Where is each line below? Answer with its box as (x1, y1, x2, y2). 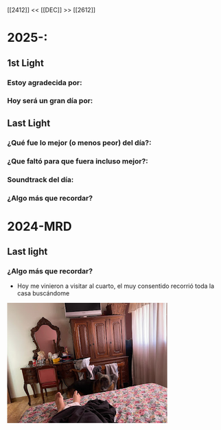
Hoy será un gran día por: (7, 96, 93, 106)
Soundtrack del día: (7, 174, 74, 184)
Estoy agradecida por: (7, 78, 82, 87)
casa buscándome (16, 289, 70, 297)
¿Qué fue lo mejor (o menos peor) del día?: (7, 137, 152, 147)
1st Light (7, 57, 45, 69)
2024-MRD (7, 218, 72, 234)
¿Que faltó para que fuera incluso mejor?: (7, 156, 149, 166)
